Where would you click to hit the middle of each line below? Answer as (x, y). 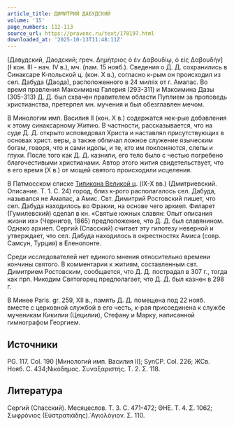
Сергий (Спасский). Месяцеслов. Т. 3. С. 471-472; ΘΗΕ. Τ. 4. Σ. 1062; (110, 408)
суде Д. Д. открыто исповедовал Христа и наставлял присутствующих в (116, 133)
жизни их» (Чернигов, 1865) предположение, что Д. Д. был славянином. (116, 221)
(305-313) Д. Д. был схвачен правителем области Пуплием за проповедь (117, 97)
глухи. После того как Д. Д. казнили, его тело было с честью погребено (115, 156)
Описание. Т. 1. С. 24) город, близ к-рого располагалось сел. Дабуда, (112, 191)
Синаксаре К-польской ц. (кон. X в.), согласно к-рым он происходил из (114, 75)
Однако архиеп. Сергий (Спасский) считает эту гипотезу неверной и (110, 228)
